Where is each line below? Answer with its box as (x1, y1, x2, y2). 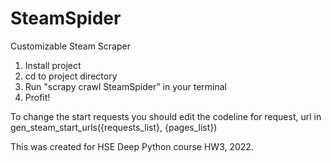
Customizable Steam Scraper (10, 40, 131, 52)
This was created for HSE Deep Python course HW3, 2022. (10, 140, 254, 152)
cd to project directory (24, 70, 118, 82)
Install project (24, 59, 82, 71)
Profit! (24, 91, 51, 103)
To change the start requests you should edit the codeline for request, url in (10, 110, 322, 122)
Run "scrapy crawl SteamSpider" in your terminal (24, 80, 227, 92)
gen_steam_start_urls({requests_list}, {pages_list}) (10, 121, 218, 133)
